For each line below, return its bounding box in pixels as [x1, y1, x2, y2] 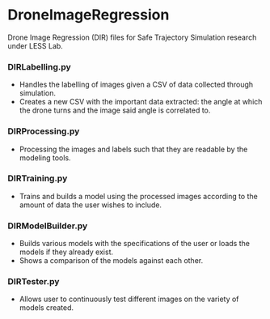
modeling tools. [19, 152, 71, 163]
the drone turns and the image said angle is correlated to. [19, 105, 211, 115]
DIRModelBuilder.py [7, 220, 88, 232]
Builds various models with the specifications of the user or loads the [19, 239, 250, 249]
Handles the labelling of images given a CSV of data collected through [19, 79, 254, 90]
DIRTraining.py [7, 172, 68, 184]
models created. [19, 303, 74, 313]
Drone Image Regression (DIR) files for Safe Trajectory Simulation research [7, 32, 257, 42]
